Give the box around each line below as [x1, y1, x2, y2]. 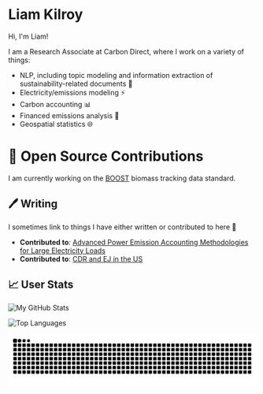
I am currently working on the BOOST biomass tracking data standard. [8, 173, 236, 183]
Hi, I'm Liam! [8, 32, 49, 41]
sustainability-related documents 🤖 [19, 79, 133, 88]
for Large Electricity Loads [19, 246, 106, 255]
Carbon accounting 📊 [19, 99, 92, 109]
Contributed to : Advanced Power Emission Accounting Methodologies [19, 237, 249, 247]
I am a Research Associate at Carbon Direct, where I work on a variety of [8, 46, 245, 56]
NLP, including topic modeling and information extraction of [19, 70, 213, 80]
